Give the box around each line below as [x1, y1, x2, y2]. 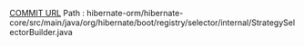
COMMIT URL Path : [9, 8, 85, 18]
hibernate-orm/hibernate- [86, 8, 184, 18]
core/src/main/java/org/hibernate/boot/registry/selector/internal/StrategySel [9, 17, 296, 28]
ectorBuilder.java [9, 27, 73, 37]
